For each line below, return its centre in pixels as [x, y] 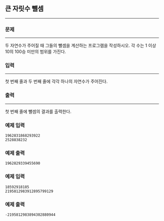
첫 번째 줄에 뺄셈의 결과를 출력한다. [38, 111]
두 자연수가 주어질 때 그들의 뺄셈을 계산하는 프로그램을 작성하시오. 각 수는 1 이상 [81, 46]
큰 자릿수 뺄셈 [24, 9]
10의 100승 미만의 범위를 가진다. [36, 52]
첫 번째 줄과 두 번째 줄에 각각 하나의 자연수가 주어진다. [56, 81]
